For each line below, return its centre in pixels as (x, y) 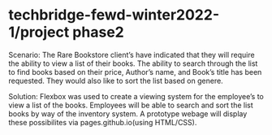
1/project (39, 32)
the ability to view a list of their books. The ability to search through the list (133, 63)
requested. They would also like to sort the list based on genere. (116, 81)
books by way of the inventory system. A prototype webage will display (128, 113)
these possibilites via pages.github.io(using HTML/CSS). (103, 122)
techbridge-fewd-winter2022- (114, 15)
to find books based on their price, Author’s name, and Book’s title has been (135, 72)
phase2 (98, 32)
